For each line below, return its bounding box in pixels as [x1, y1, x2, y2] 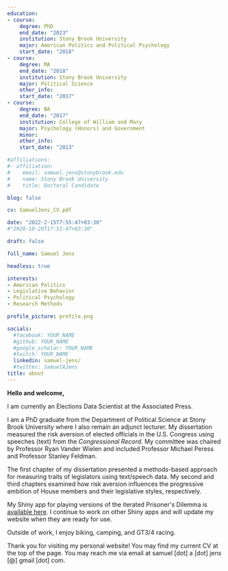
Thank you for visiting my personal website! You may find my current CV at [7, 541, 218, 550]
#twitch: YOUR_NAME [13, 351, 69, 358]
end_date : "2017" [19, 112, 69, 119]
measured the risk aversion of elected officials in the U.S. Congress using [7, 430, 214, 438]
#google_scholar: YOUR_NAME [13, 345, 94, 351]
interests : [7, 275, 38, 282]
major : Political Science [19, 80, 94, 87]
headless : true [7, 262, 51, 270]
